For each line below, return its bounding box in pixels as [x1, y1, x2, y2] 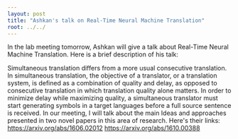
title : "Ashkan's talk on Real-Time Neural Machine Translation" [7, 17, 205, 24]
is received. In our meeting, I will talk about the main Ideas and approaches [7, 109, 227, 117]
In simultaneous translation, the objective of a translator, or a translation [7, 71, 218, 80]
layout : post [7, 10, 46, 18]
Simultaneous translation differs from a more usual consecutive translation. [7, 64, 227, 73]
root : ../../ [7, 23, 46, 30]
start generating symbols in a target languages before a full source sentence [7, 102, 232, 110]
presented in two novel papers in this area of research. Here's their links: [7, 116, 220, 125]
